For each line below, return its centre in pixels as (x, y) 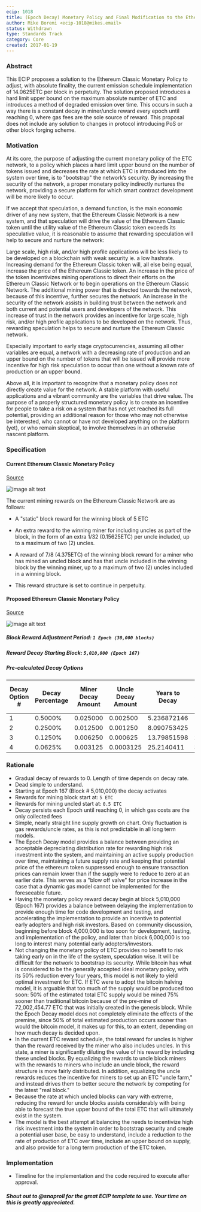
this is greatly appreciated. (41, 1202)
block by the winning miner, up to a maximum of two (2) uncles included (104, 567)
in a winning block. (38, 573)
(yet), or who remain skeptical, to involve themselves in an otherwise (91, 428)
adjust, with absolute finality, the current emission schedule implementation (99, 86)
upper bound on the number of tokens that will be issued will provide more (98, 359)
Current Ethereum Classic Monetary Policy (60, 464)
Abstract (19, 66)
